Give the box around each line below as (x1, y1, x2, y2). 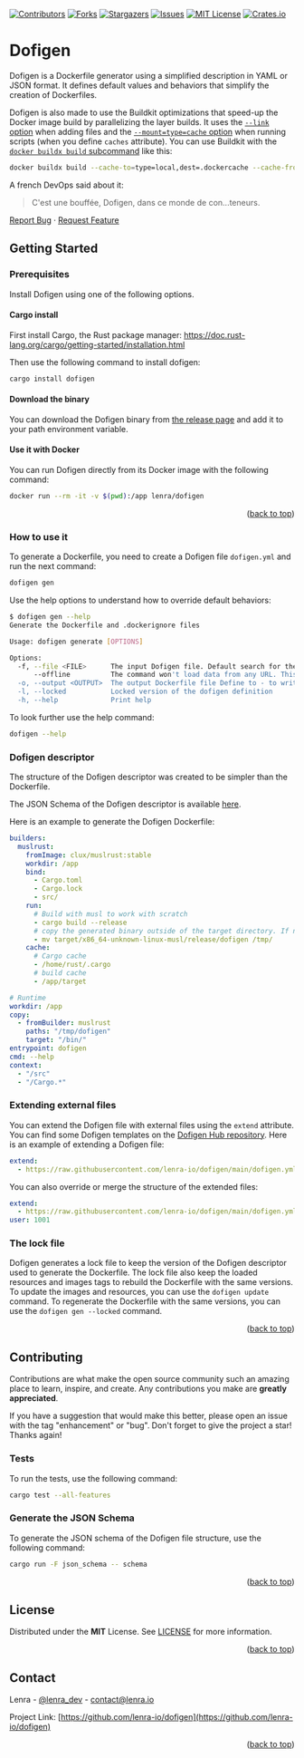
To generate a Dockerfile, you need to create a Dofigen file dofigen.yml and (9, 551, 291, 562)
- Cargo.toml (33, 875, 83, 885)
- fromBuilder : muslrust (17, 1019, 111, 1028)
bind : (25, 867, 47, 876)
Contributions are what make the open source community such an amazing (9, 1374, 290, 1385)
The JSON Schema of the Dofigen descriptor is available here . (9, 798, 242, 810)
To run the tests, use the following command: (9, 1473, 178, 1483)
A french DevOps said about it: (9, 179, 124, 190)
